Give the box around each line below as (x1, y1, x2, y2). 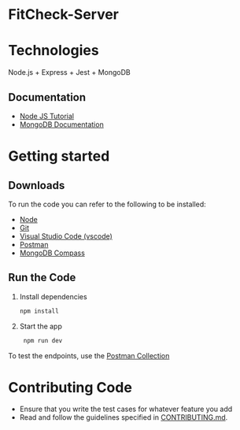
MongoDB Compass (19, 248, 85, 258)
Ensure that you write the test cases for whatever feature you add (19, 404, 233, 414)
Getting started (8, 147, 110, 165)
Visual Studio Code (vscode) (19, 231, 113, 241)
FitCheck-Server (8, 6, 120, 24)
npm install (19, 307, 59, 315)
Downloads (8, 179, 65, 192)
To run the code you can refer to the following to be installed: (8, 199, 206, 209)
